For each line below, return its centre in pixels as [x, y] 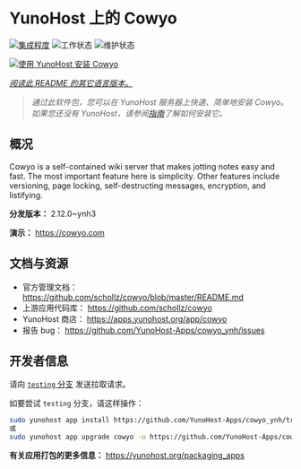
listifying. [26, 195]
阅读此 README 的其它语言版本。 [71, 83]
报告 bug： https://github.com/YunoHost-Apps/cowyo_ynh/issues [143, 330]
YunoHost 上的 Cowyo [93, 18]
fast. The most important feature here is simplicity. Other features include [145, 176]
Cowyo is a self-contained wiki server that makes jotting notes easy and [142, 166]
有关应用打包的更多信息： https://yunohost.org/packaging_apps [127, 455]
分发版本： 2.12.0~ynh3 [53, 213]
